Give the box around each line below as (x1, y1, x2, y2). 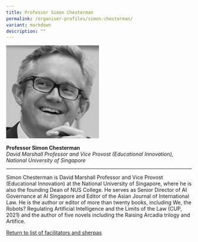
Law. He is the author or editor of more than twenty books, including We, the (6, 199, 192, 206)
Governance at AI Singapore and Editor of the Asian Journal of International (6, 192, 190, 200)
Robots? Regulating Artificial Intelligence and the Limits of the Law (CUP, (6, 205, 183, 212)
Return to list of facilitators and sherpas (6, 229, 102, 236)
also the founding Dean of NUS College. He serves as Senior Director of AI (6, 187, 187, 194)
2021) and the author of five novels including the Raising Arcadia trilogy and (6, 211, 190, 218)
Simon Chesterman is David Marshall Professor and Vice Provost (6, 174, 163, 181)
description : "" (6, 28, 46, 34)
